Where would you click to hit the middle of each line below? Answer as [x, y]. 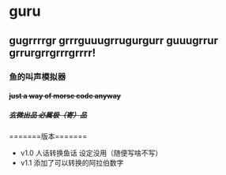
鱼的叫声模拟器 [38, 76]
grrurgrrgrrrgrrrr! [53, 52]
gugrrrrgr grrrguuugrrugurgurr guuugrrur [113, 41]
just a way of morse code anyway [65, 96]
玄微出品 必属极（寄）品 [48, 115]
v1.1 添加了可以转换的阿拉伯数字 [72, 163]
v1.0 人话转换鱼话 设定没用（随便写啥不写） [91, 153]
